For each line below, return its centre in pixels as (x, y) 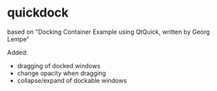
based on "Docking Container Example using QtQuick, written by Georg (108, 32)
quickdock (38, 13)
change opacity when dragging (62, 73)
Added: (18, 52)
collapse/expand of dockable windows (72, 80)
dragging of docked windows (59, 65)
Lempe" (18, 39)
